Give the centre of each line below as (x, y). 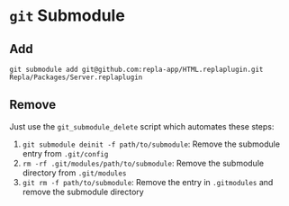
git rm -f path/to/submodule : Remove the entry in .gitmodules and (148, 182)
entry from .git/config (65, 153)
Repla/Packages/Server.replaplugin (76, 77)
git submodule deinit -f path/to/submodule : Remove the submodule (151, 144)
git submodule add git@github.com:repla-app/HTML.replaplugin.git (136, 69)
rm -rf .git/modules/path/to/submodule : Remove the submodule (143, 163)
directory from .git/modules (74, 173)
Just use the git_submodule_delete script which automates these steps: (142, 126)
